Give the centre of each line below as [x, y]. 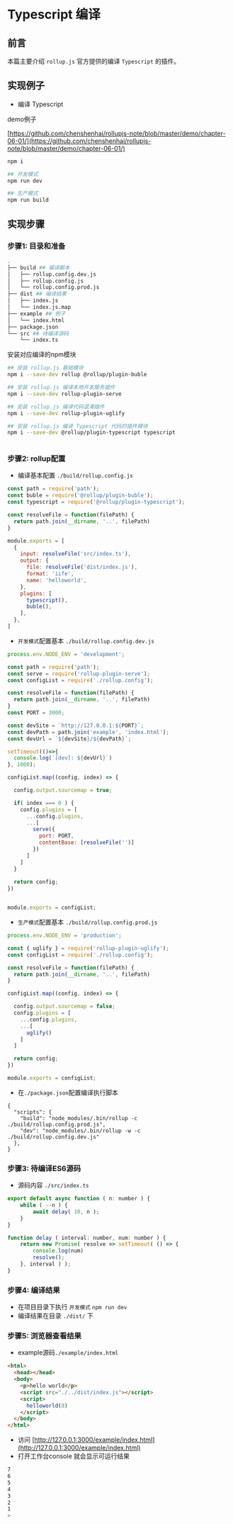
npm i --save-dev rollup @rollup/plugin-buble [77, 375]
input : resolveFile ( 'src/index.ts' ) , [76, 554]
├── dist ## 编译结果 [37, 294]
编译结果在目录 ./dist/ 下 [55, 1316]
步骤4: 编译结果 [34, 1290]
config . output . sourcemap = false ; [64, 1007]
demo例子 [22, 119]
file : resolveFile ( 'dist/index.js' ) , [82, 568]
